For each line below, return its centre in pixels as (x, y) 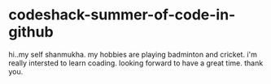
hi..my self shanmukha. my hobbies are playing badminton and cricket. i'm (133, 54)
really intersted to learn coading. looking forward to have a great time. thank (136, 63)
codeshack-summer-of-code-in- (122, 15)
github (31, 32)
